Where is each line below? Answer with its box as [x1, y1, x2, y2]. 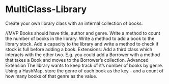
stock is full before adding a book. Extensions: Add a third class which [5, 46, 153, 52]
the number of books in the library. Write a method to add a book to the [5, 35, 155, 41]
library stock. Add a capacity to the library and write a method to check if [5, 40, 159, 47]
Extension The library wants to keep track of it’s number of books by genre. [5, 62, 163, 68]
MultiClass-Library [5, 4, 87, 15]
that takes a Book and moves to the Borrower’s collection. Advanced [5, 57, 149, 63]
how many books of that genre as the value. [5, 73, 98, 79]
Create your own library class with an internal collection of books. [5, 20, 143, 26]
